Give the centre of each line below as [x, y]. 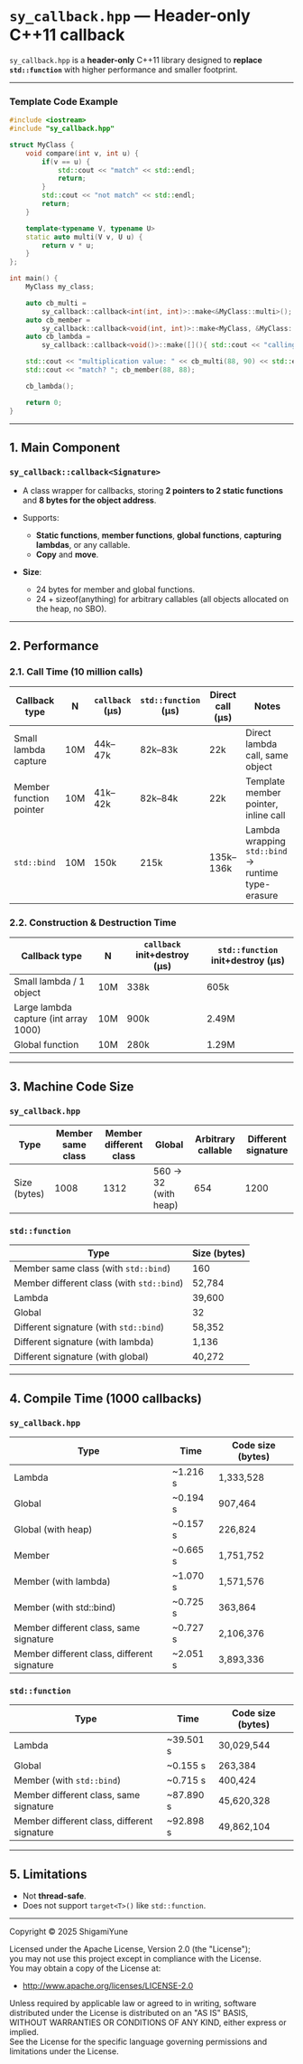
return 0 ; [44, 402]
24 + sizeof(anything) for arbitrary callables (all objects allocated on [162, 599]
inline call [266, 815]
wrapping [266, 841]
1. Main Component [64, 448]
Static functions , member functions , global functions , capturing [159, 535]
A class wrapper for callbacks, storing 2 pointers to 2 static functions [153, 491]
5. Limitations [48, 1874]
